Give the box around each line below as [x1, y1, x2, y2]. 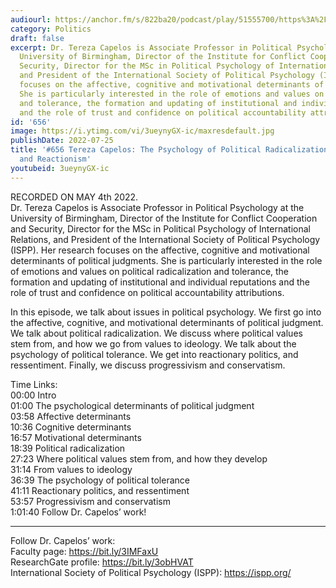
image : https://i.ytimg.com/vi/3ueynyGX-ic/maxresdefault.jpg [10, 126, 275, 136]
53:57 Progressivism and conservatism [10, 495, 171, 507]
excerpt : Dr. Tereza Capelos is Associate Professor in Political [10, 42, 293, 53]
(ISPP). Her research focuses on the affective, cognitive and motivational [10, 244, 310, 256]
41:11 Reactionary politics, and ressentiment [10, 484, 190, 496]
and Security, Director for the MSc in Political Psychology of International [10, 222, 311, 235]
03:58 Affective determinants [10, 410, 132, 422]
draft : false [10, 33, 65, 43]
